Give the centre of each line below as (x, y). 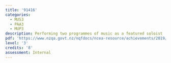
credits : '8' (19, 48)
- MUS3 (17, 19)
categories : (18, 15)
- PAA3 (17, 24)
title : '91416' (21, 10)
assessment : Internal (28, 52)
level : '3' (17, 43)
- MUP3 (17, 29)
